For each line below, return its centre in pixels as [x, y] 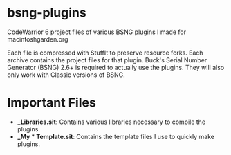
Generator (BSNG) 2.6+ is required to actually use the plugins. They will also [116, 67]
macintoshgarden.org [38, 39]
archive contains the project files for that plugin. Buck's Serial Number [107, 60]
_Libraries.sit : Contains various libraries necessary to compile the [111, 122]
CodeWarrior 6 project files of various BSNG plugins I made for [97, 32]
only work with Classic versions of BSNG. [66, 75]
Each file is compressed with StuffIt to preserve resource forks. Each [105, 53]
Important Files [52, 103]
